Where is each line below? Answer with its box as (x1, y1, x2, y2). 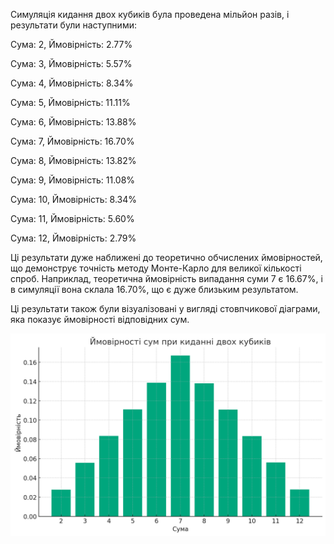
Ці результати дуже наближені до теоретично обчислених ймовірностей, (10, 252, 323, 263)
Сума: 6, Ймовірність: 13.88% (10, 116, 137, 128)
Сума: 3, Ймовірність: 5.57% (10, 58, 133, 69)
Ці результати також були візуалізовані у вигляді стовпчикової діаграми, (10, 303, 321, 314)
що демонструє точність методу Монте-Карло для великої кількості (10, 262, 302, 274)
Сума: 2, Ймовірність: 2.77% (10, 39, 133, 50)
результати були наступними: (10, 19, 137, 31)
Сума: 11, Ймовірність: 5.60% (10, 213, 135, 224)
